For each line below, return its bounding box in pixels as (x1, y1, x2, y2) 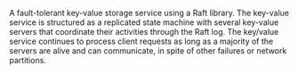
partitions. (9, 55, 47, 65)
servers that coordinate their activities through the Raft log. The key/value (9, 27, 279, 37)
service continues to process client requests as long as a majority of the (9, 36, 274, 46)
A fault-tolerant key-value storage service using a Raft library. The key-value (9, 8, 290, 18)
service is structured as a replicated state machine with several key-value (9, 17, 279, 28)
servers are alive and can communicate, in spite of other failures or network (9, 45, 287, 56)
